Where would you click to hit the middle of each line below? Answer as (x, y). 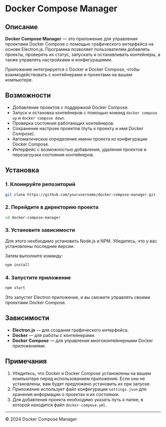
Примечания (26, 361)
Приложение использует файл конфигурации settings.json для (79, 389)
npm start (15, 288)
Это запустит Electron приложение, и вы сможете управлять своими (78, 297)
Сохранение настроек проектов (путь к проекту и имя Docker (78, 128)
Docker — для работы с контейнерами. (54, 335)
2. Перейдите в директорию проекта (52, 207)
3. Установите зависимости (40, 230)
